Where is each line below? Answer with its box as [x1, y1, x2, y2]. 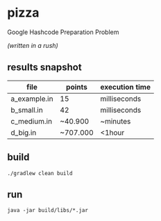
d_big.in [10, 127, 37, 137]
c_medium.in [10, 116, 53, 126]
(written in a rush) [7, 41, 59, 49]
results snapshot [7, 61, 82, 74]
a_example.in [10, 94, 53, 104]
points [65, 82, 88, 92]
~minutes [100, 116, 131, 126]
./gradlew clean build [7, 170, 73, 177]
